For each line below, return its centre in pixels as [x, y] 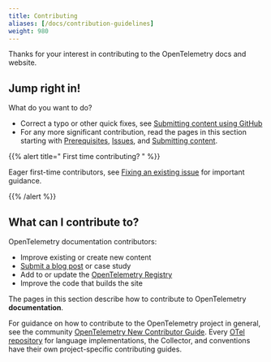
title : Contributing [43, 16]
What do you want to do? [50, 108]
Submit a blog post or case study [75, 266]
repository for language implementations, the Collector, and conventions [129, 340]
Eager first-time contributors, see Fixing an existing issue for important [127, 172]
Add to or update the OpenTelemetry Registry [96, 274]
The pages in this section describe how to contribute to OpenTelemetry [127, 299]
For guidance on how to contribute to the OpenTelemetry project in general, [135, 323]
